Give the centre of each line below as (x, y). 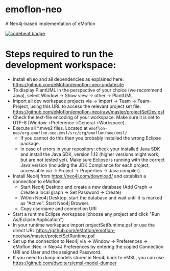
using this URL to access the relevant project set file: (86, 106)
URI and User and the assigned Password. (57, 252)
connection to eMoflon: (37, 181)
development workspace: (61, 65)
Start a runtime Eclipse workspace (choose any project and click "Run (86, 214)
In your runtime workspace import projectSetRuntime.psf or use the (84, 225)
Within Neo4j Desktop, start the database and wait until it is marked (91, 197)
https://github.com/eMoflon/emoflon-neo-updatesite (68, 84)
